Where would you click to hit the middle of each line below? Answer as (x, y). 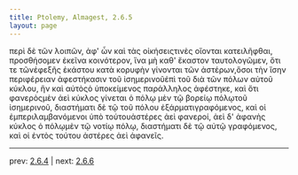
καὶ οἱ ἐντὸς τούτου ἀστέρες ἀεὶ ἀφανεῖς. (86, 135)
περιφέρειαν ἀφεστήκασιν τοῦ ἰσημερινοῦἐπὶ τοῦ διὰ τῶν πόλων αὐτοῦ (141, 79)
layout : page (33, 26)
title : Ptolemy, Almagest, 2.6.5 (71, 17)
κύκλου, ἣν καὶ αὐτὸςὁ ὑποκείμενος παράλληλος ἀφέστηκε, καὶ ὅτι (134, 88)
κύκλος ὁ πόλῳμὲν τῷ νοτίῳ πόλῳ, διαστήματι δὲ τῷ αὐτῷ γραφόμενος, (143, 126)
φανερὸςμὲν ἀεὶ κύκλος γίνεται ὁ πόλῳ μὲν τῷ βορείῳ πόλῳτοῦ (129, 97)
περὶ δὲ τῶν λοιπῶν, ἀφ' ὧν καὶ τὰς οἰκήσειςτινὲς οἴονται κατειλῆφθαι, (141, 50)
